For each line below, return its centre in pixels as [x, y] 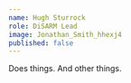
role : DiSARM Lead [43, 26]
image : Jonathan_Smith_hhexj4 [65, 34]
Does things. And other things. [65, 69]
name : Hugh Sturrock [47, 18]
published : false [41, 43]
